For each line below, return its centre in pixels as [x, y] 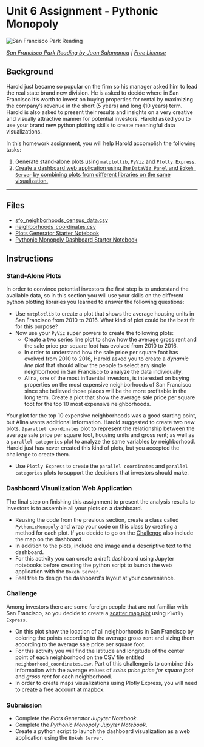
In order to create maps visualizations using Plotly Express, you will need [106, 683]
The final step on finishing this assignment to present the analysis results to [101, 501]
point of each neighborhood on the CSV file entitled [80, 657]
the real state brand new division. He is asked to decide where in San [93, 93]
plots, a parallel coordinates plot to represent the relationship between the [101, 428]
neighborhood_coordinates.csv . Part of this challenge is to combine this [104, 663]
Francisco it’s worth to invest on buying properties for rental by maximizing [100, 99]
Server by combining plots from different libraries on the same [93, 174]
